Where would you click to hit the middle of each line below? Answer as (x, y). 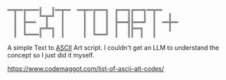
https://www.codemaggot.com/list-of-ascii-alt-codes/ (86, 69)
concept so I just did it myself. (51, 55)
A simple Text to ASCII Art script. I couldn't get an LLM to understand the (113, 48)
